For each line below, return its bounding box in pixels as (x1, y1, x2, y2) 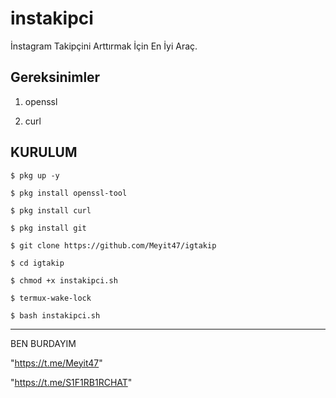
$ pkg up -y (10, 170, 60, 181)
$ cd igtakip (10, 258, 65, 268)
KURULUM (10, 144, 78, 161)
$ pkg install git (10, 223, 87, 233)
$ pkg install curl (10, 205, 92, 216)
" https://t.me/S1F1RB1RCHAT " (10, 376, 133, 388)
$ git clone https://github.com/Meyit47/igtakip (10, 240, 217, 251)
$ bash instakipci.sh (10, 310, 101, 321)
